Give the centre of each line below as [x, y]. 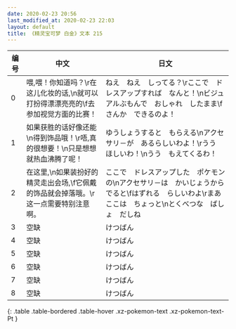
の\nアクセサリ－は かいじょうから [165, 183]
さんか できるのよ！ [140, 115]
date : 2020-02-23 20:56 [42, 14]
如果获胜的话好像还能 [61, 127]
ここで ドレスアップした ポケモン [165, 172]
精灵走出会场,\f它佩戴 [61, 183]
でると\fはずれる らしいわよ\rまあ [163, 193]
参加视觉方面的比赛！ [61, 115]
